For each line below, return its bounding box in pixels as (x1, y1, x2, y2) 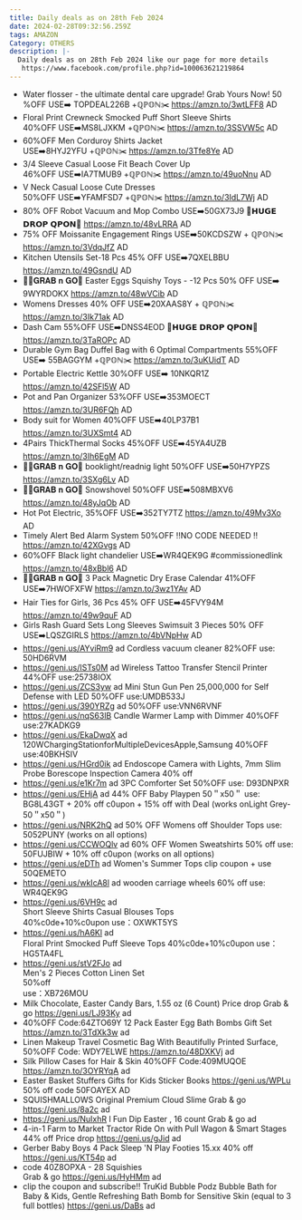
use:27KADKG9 (22, 720, 81, 731)
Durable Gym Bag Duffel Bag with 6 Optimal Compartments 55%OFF (22, 344, 278, 354)
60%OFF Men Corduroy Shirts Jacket (22, 135, 163, 146)
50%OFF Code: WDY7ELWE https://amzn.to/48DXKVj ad (22, 1046, 235, 1057)
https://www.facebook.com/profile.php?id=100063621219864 (21, 64, 245, 73)
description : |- (9, 47, 71, 56)
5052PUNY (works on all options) (22, 828, 147, 839)
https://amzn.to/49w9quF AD (22, 609, 133, 621)
